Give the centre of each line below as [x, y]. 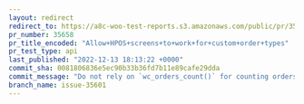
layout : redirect [41, 18]
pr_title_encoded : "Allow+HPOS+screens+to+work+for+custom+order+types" [149, 43]
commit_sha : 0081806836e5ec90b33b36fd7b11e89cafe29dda [114, 69]
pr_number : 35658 [41, 34]
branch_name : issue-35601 [57, 85]
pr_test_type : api [43, 52]
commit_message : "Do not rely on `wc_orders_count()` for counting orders [153, 77]
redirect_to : [33, 26]
